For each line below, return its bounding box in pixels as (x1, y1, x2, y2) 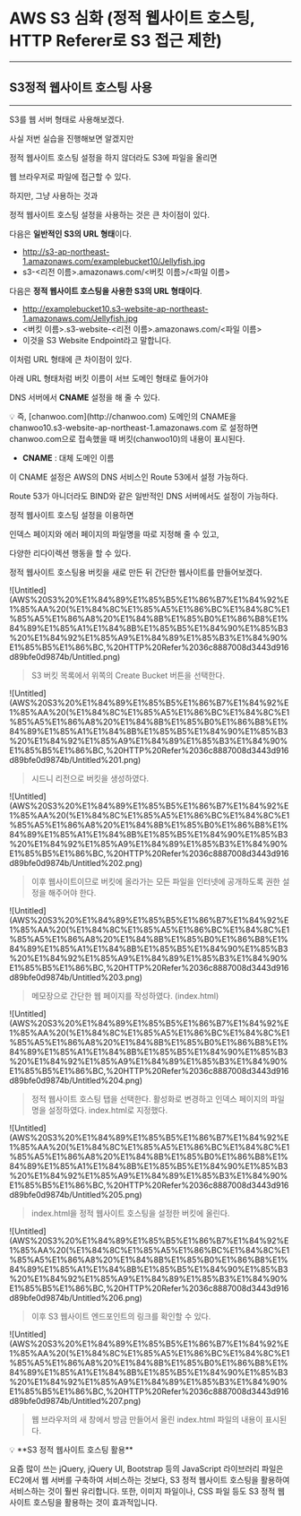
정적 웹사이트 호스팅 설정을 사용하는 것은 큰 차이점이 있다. (9, 209, 211, 220)
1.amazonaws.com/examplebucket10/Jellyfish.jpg (21, 256, 206, 266)
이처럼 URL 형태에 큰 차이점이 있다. (9, 353, 133, 364)
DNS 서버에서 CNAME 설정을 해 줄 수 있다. (9, 392, 160, 403)
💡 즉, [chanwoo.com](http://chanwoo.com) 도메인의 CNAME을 (9, 411, 237, 421)
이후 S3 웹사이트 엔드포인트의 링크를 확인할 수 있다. (30, 1311, 211, 1321)
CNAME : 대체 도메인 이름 (21, 452, 115, 463)
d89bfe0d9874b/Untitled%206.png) (9, 1292, 143, 1303)
